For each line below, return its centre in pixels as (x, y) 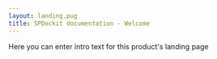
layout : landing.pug (43, 16)
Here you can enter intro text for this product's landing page (108, 46)
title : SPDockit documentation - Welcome (79, 23)
